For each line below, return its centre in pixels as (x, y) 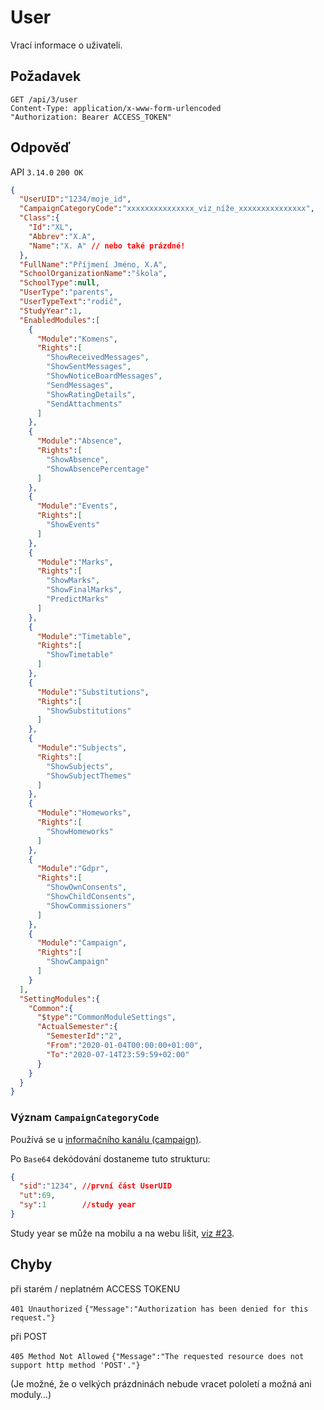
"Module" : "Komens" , (77, 339)
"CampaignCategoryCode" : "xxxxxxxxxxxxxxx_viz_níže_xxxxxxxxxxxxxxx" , (167, 209)
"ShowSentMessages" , (89, 367)
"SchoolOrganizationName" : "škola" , (93, 274)
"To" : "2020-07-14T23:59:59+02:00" (118, 1054)
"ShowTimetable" (80, 655)
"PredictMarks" (78, 599)
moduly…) (31, 1394)
